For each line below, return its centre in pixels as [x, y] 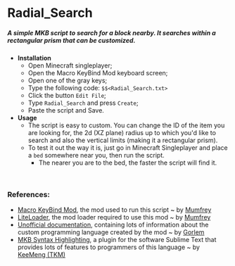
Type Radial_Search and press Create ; [83, 103]
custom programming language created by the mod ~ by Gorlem [111, 232]
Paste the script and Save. [66, 110]
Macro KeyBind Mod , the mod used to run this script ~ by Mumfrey [114, 210]
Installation [34, 58]
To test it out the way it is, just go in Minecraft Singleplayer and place [128, 148]
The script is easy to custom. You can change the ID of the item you [126, 125]
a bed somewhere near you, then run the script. [96, 156]
